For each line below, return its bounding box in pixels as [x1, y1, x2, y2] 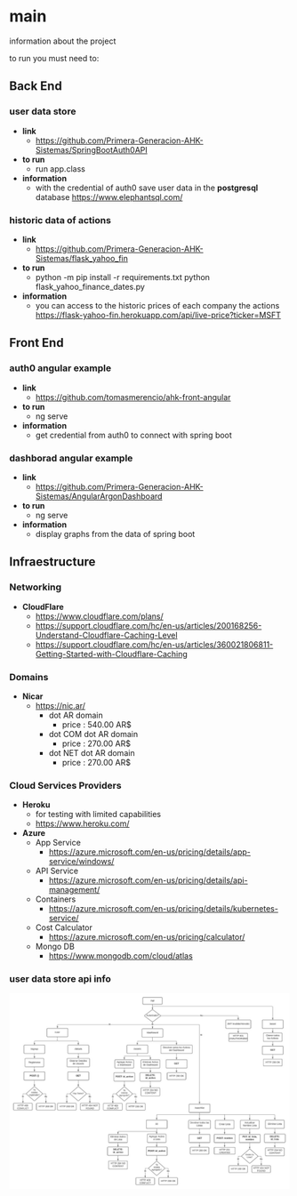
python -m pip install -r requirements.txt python [35, 271, 211, 282]
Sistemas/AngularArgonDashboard [35, 491, 163, 502]
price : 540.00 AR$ [61, 718, 132, 730]
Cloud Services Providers [9, 779, 122, 791]
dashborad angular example [9, 452, 133, 464]
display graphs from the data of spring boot [35, 528, 196, 539]
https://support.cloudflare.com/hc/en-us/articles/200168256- [35, 620, 262, 630]
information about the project [9, 36, 116, 46]
